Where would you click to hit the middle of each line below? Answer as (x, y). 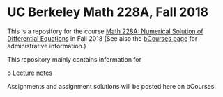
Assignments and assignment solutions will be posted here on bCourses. (111, 86)
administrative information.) (47, 46)
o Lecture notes (30, 73)
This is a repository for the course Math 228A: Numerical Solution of (105, 31)
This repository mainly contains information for (74, 59)
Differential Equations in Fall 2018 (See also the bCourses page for (102, 38)
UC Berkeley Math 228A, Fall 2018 (108, 12)
